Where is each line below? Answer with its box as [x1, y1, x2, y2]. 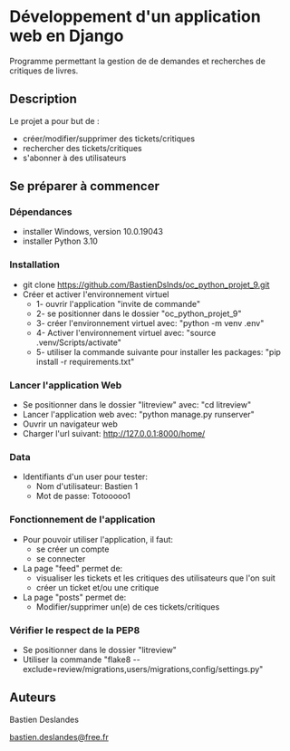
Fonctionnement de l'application [9, 514, 156, 526]
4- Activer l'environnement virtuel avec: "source [35, 327, 217, 338]
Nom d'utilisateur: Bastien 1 [35, 481, 139, 492]
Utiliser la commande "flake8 [22, 654, 131, 665]
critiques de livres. [9, 65, 79, 76]
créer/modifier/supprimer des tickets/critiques [22, 133, 196, 144]
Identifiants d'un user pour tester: [22, 471, 148, 482]
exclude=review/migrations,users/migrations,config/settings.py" [22, 663, 264, 674]
